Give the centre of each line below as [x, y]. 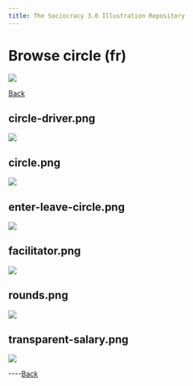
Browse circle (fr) [68, 55]
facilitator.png [45, 251]
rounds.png [38, 295]
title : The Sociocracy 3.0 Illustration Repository [96, 16]
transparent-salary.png [68, 340]
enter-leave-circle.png [67, 207]
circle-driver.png [52, 118]
